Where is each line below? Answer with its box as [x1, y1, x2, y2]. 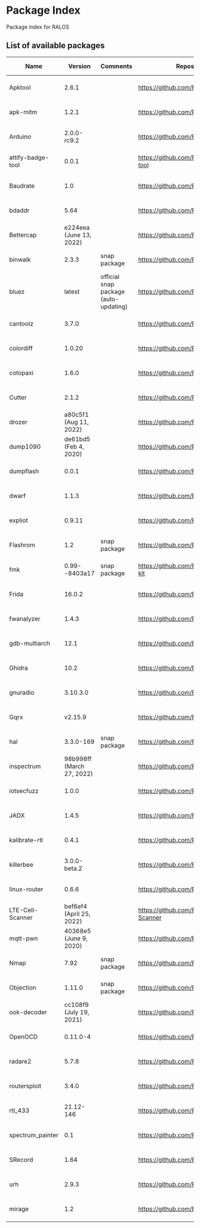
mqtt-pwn [9, 934, 38, 942]
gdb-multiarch [9, 639, 51, 647]
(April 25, [64, 910, 91, 918]
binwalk [9, 255, 31, 263]
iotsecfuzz [9, 786, 39, 795]
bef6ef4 [64, 902, 87, 910]
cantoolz [9, 320, 34, 328]
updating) [100, 302, 128, 311]
